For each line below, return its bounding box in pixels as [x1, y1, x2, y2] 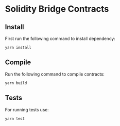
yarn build [5, 80, 27, 86]
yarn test [5, 116, 25, 121]
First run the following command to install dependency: [5, 36, 116, 41]
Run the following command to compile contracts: [5, 71, 104, 77]
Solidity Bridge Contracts [5, 3, 109, 15]
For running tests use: [5, 107, 49, 112]
